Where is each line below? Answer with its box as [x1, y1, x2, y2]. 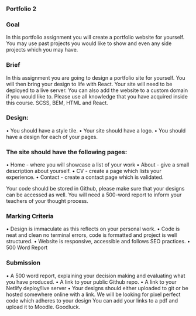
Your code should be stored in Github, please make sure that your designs [6, 185, 185, 192]
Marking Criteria [6, 212, 54, 220]
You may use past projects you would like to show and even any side [6, 40, 172, 47]
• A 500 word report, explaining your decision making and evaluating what [6, 272, 185, 279]
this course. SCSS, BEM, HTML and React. [6, 99, 108, 106]
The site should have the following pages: [6, 148, 128, 156]
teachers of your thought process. [6, 198, 89, 205]
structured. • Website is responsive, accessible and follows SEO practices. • [6, 238, 191, 245]
